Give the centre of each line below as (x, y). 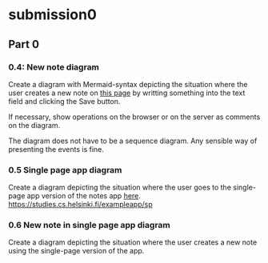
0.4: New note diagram (54, 67)
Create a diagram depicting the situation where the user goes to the (120, 187)
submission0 (53, 15)
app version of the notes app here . (84, 196)
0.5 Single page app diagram (65, 169)
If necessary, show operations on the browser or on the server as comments (134, 117)
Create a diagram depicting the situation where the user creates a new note (133, 242)
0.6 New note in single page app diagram (89, 225)
